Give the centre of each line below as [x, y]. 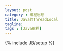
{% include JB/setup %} [30, 43]
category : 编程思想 [25, 15]
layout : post [19, 10]
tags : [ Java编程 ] [23, 29]
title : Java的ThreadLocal [32, 19]
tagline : [14, 24]
